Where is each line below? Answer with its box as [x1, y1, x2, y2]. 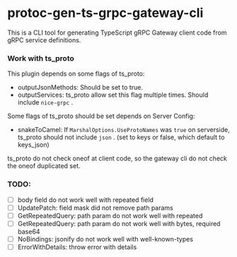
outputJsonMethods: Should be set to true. [17, 83, 144, 92]
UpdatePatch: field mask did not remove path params [17, 203, 173, 212]
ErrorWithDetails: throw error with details [17, 242, 137, 251]
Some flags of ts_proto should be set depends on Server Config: [7, 112, 195, 121]
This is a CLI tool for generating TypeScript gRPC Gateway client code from [7, 28, 227, 37]
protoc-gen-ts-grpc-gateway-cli [7, 5, 204, 21]
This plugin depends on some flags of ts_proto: [7, 69, 145, 78]
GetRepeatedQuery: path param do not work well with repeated [17, 211, 203, 220]
